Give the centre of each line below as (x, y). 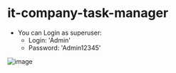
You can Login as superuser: (59, 33)
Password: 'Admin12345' (64, 47)
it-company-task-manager (88, 13)
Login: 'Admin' (50, 40)
